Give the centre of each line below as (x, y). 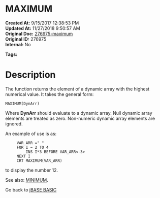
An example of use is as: (31, 134)
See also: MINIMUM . (27, 180)
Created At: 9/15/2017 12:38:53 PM (42, 23)
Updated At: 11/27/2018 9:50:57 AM (43, 28)
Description (30, 75)
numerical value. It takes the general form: (50, 94)
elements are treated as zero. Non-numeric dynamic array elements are (80, 118)
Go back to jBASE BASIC (31, 190)
